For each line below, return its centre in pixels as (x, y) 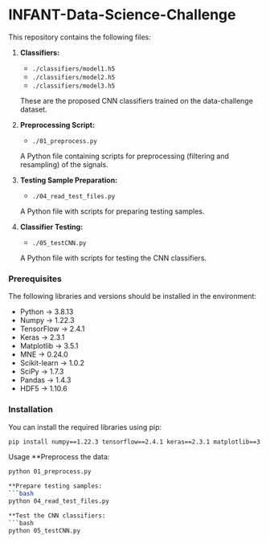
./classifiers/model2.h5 (74, 77)
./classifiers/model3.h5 (74, 86)
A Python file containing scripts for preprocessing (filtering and (124, 156)
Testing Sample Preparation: (69, 180)
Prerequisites (35, 279)
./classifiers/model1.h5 (74, 69)
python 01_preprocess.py (50, 472)
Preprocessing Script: (57, 125)
